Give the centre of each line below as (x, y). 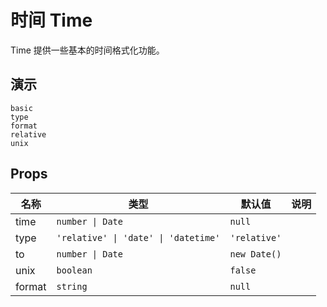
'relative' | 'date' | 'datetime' (138, 237)
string (72, 286)
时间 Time (51, 20)
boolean (74, 270)
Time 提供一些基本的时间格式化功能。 (87, 50)
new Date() (255, 254)
